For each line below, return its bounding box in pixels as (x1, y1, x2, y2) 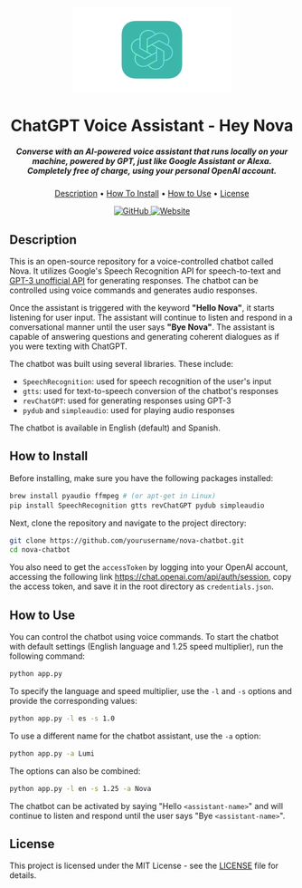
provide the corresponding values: (9, 695, 138, 706)
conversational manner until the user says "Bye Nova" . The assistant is (9, 321, 276, 333)
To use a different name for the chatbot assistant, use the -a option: (9, 730, 261, 741)
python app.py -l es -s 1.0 (9, 714, 116, 723)
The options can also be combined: (9, 765, 141, 777)
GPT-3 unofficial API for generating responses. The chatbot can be (9, 275, 260, 285)
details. (9, 870, 37, 881)
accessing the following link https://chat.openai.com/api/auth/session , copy (9, 572, 292, 583)
